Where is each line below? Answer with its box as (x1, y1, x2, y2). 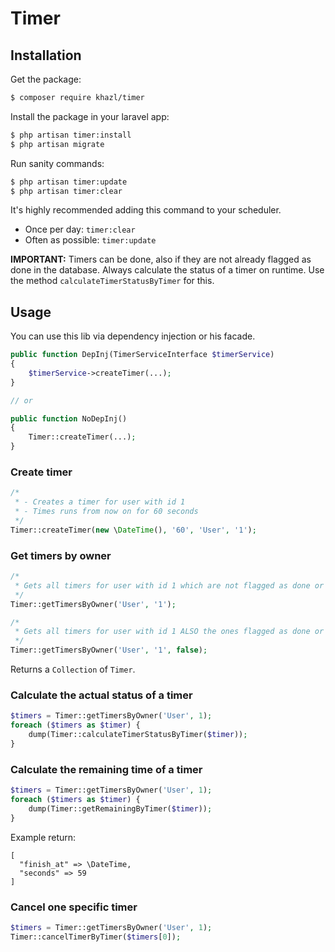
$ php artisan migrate (10, 139, 105, 149)
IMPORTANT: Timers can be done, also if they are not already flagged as (10, 253, 312, 266)
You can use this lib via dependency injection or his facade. (10, 330, 256, 342)
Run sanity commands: (10, 157, 105, 169)
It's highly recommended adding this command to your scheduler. (10, 204, 282, 216)
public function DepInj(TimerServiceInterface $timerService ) (10, 350, 275, 360)
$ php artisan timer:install (10, 130, 132, 140)
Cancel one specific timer (10, 900, 138, 914)
